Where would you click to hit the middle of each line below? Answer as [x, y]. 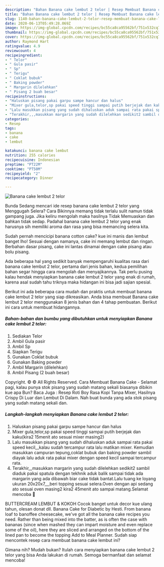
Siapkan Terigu [27, 352]
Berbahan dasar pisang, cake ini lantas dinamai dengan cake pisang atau [78, 247]
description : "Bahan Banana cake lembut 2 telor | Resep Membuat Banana [81, 10]
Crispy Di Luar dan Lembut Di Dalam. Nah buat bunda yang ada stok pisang [81, 398]
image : [12, 28]
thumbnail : [16, 32]
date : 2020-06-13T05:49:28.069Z [38, 23]
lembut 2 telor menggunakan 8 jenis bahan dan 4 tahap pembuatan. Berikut [81, 302]
